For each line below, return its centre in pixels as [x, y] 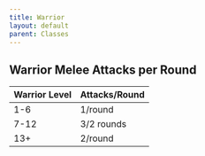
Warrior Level [43, 95]
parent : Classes [39, 34]
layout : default [39, 26]
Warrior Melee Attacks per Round [103, 70]
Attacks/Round [113, 95]
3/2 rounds [103, 124]
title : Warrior [37, 17]
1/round [97, 110]
